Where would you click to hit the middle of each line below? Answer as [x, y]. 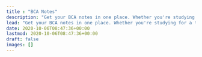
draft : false [23, 39]
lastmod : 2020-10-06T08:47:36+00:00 [52, 34]
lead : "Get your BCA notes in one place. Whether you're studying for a [99, 23]
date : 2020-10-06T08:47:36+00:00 [48, 28]
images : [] [20, 45]
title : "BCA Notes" [32, 12]
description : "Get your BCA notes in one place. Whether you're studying [101, 17]
